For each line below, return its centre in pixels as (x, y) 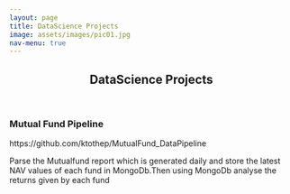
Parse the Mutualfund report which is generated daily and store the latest (145, 161)
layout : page (34, 18)
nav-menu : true (38, 43)
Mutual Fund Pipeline (56, 124)
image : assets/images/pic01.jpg (70, 34)
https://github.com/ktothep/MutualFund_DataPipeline (108, 143)
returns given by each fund (59, 180)
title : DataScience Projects (64, 26)
